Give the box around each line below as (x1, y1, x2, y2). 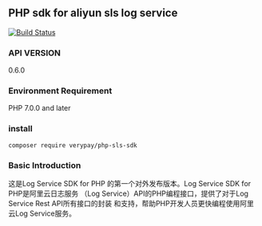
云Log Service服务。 (8, 208, 76, 218)
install (8, 123, 34, 134)
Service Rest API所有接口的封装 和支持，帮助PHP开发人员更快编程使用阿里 (8, 199, 254, 208)
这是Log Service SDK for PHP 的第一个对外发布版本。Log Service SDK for (8, 179, 252, 188)
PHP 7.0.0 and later (8, 103, 71, 113)
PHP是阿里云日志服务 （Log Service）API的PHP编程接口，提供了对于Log (8, 189, 249, 198)
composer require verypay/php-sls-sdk (8, 141, 137, 150)
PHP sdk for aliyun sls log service (8, 6, 178, 20)
